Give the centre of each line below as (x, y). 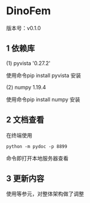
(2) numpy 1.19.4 (26, 87)
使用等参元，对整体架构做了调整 (45, 194)
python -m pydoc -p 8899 (37, 146)
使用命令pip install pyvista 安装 (44, 75)
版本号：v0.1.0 (24, 28)
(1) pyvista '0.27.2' (28, 63)
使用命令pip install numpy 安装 (43, 99)
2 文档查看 (25, 120)
